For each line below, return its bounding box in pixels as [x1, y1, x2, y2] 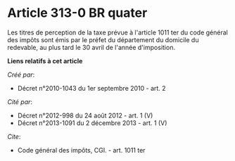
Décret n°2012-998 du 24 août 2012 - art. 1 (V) [17, 111, 153, 120]
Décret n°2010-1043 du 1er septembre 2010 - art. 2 [17, 84, 167, 92]
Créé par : [7, 70, 35, 79]
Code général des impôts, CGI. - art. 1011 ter [17, 146, 146, 154]
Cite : [7, 132, 21, 141]
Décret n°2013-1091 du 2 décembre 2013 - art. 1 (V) [17, 118, 167, 127]
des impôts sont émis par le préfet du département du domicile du [7, 35, 199, 44]
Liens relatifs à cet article [7, 56, 83, 65]
